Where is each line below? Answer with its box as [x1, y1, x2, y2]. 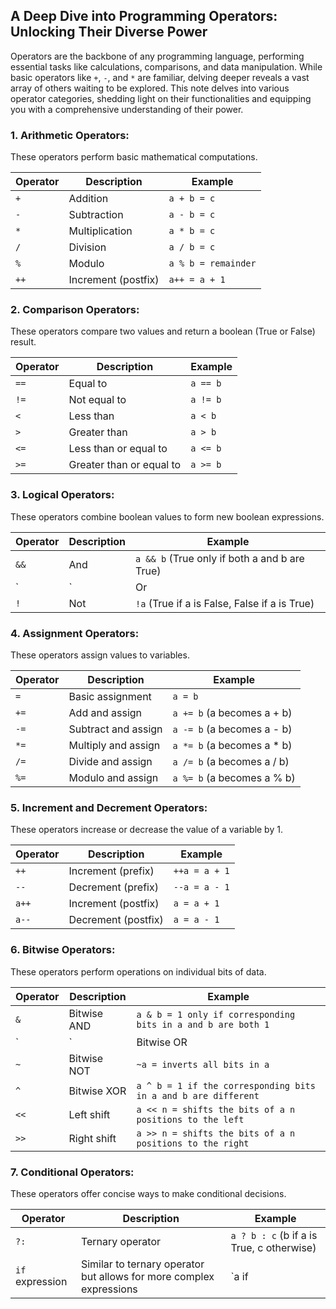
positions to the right [136, 1137, 250, 1149]
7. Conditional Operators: [10, 1165, 135, 1179]
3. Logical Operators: [10, 488, 115, 502]
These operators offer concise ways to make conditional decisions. [10, 1187, 287, 1199]
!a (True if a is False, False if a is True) [135, 596, 315, 610]
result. [10, 336, 37, 348]
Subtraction [68, 208, 124, 222]
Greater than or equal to [68, 458, 182, 472]
